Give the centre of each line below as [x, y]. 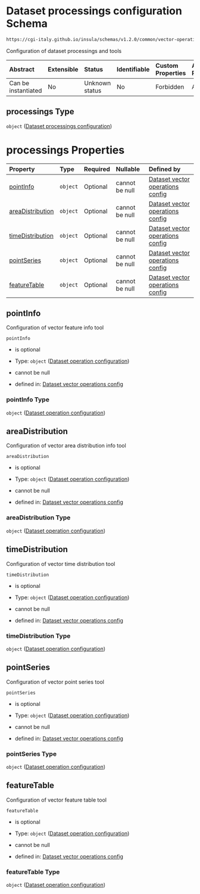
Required [97, 169]
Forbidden [170, 86]
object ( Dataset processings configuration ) [59, 126]
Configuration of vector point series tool [55, 682]
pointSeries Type [32, 753]
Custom [167, 66]
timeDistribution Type [38, 636]
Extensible [63, 69]
